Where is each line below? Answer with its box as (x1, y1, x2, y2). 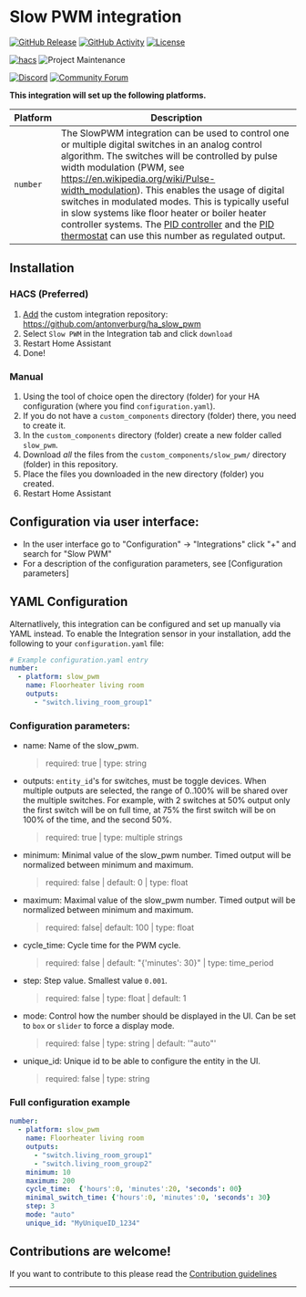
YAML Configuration (9, 594, 128, 610)
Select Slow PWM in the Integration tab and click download (22, 328, 233, 339)
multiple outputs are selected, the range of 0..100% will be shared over (22, 785, 289, 796)
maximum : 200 (25, 1176, 76, 1186)
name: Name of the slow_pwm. (22, 740, 139, 751)
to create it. (22, 420, 66, 431)
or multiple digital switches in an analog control (60, 138, 262, 151)
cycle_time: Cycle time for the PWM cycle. (22, 940, 181, 951)
